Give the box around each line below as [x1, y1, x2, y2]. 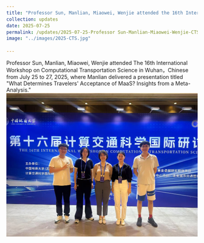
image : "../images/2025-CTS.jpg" [6, 35, 91, 42]
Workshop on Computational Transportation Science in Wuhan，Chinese [6, 67, 189, 74]
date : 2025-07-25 [6, 22, 50, 29]
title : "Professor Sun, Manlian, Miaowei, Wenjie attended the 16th [6, 10, 183, 16]
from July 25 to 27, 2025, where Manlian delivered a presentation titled [6, 74, 183, 80]
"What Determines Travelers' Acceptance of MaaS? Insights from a [6, 80, 174, 87]
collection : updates [6, 16, 59, 22]
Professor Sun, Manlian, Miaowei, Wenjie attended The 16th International [6, 60, 188, 66]
